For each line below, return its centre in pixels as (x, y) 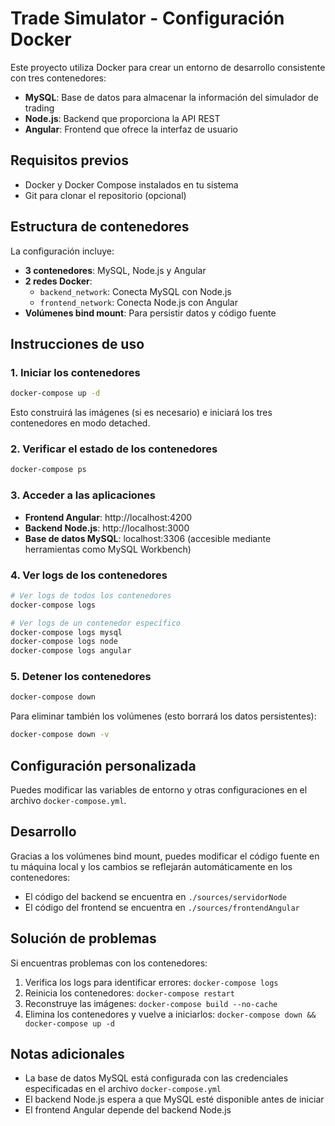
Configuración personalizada (103, 765)
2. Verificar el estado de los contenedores (114, 449)
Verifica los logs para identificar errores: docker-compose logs (151, 982)
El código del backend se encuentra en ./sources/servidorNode (155, 896)
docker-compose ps (48, 470)
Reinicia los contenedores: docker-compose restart (129, 993)
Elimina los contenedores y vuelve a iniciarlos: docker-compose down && (170, 1014)
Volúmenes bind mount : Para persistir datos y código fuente (150, 313)
